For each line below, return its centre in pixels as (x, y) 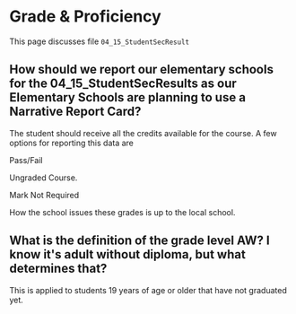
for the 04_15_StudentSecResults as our (123, 84)
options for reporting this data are (72, 143)
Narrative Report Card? (75, 112)
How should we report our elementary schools (141, 70)
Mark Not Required (44, 195)
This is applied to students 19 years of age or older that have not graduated (148, 290)
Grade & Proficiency (85, 17)
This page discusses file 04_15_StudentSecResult (100, 41)
